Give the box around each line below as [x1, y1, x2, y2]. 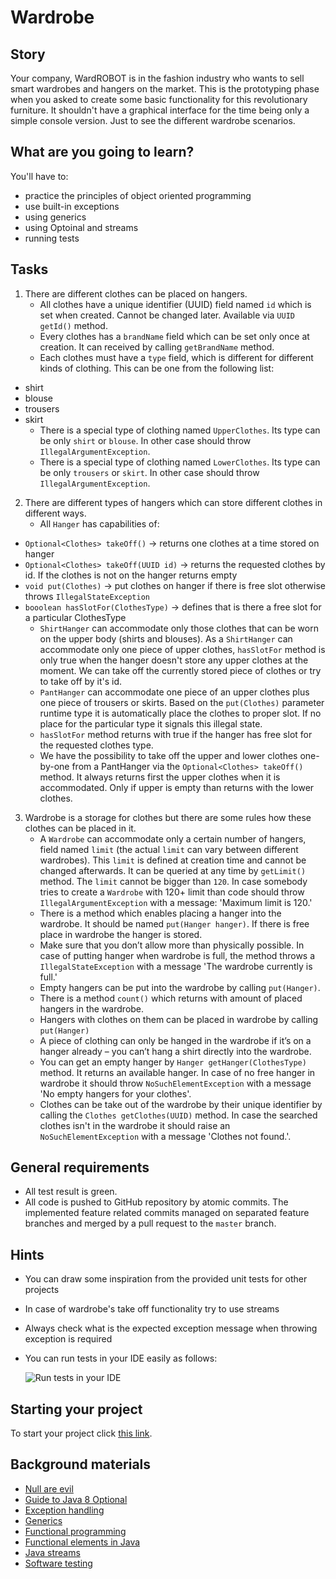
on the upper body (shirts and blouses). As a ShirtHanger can [39, 632, 293, 645]
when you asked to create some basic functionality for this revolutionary [10, 94, 308, 105]
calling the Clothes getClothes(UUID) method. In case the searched [39, 1109, 318, 1121]
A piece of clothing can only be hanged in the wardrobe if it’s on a [39, 1034, 312, 1046]
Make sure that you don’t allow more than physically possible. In [39, 939, 305, 951]
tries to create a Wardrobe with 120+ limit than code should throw [39, 886, 305, 898]
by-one [39, 760, 70, 772]
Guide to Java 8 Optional [24, 1493, 128, 1505]
